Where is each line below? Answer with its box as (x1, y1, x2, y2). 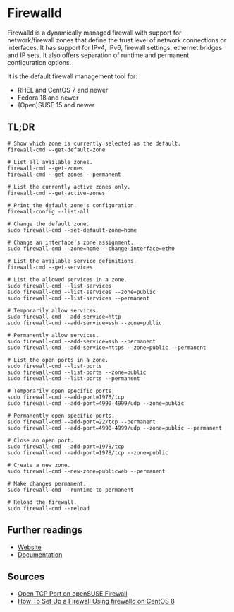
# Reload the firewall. (7, 498, 78, 506)
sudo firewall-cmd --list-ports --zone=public (7, 369, 147, 376)
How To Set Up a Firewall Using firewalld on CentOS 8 (17, 597, 175, 606)
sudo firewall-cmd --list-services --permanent (7, 295, 150, 302)
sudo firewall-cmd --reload (7, 505, 90, 512)
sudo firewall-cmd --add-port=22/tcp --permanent (7, 418, 156, 425)
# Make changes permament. (7, 480, 87, 487)
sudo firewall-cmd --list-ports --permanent (7, 375, 140, 382)
